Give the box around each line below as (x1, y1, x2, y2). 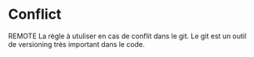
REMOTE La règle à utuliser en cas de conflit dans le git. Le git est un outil (8, 31, 247, 41)
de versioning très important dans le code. (8, 39, 145, 48)
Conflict (8, 5, 62, 23)
